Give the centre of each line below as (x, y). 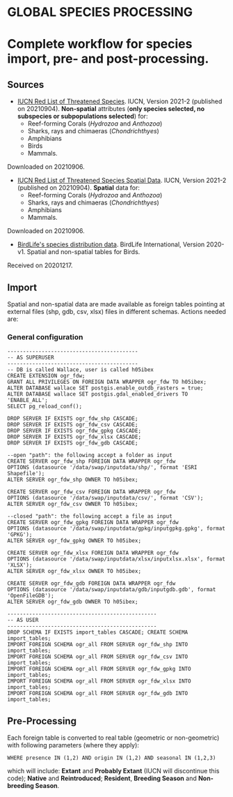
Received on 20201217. (40, 265)
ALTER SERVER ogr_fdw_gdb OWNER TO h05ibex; (73, 602)
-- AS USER (23, 620)
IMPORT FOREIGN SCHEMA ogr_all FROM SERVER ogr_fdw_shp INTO (98, 645)
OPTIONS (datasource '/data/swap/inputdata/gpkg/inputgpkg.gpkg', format (116, 529)
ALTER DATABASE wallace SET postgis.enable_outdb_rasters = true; (105, 388)
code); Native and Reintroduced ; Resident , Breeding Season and (102, 778)
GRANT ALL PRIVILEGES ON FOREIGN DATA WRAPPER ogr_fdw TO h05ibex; (107, 382)
